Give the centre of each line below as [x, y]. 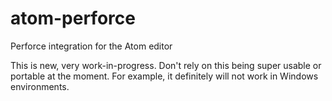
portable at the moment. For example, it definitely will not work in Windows [164, 76]
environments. [40, 86]
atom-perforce [73, 18]
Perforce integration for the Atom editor [91, 46]
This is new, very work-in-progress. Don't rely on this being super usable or [166, 65]
